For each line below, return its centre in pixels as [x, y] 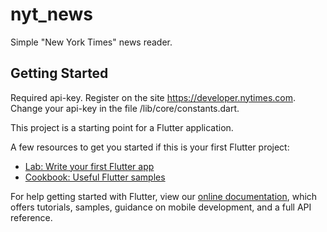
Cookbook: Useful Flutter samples [95, 177]
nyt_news [52, 14]
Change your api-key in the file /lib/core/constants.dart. [125, 108]
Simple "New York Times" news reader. [91, 42]
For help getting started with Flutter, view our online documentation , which [164, 196]
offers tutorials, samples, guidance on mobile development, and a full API [161, 207]
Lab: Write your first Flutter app [89, 166]
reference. [31, 217]
